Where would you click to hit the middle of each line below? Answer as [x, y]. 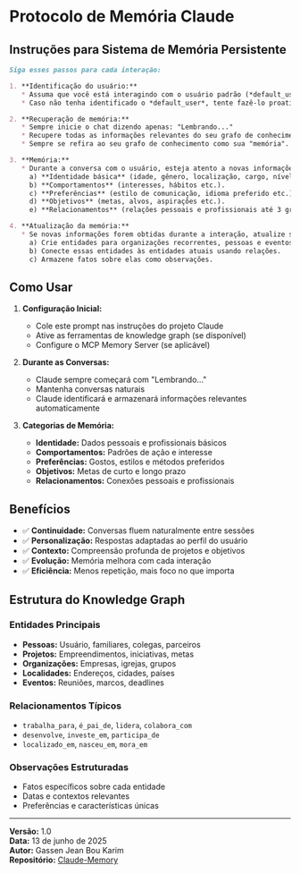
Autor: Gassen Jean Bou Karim [67, 851]
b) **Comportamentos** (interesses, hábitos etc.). [127, 185]
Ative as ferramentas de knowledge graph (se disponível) [141, 335]
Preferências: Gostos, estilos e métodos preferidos [130, 462]
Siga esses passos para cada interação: [86, 70]
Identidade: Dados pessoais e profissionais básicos [131, 443]
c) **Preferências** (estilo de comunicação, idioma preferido [149, 193]
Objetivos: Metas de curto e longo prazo [111, 471]
